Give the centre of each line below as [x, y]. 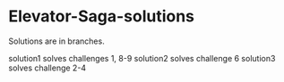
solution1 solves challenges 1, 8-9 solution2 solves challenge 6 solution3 [142, 58]
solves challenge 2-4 [47, 68]
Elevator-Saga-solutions [101, 16]
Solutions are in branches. [56, 41]
